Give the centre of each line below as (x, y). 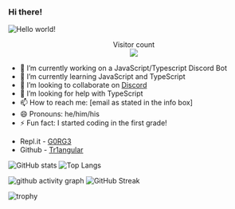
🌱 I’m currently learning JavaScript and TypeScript (102, 77)
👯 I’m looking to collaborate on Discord (83, 85)
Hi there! (25, 12)
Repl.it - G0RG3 (45, 141)
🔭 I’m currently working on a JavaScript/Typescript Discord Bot (123, 68)
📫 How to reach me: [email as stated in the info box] (106, 103)
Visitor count (134, 45)
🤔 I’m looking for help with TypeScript (81, 93)
